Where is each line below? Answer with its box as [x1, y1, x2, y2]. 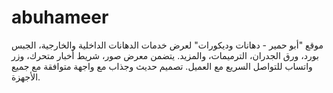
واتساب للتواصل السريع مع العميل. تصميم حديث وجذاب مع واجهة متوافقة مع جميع [11, 60, 313, 72]
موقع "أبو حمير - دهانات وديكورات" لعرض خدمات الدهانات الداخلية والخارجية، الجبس [11, 39, 324, 51]
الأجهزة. [11, 71, 41, 83]
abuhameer [11, 6, 109, 29]
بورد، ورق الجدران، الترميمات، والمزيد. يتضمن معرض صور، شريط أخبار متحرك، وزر [11, 49, 319, 61]
